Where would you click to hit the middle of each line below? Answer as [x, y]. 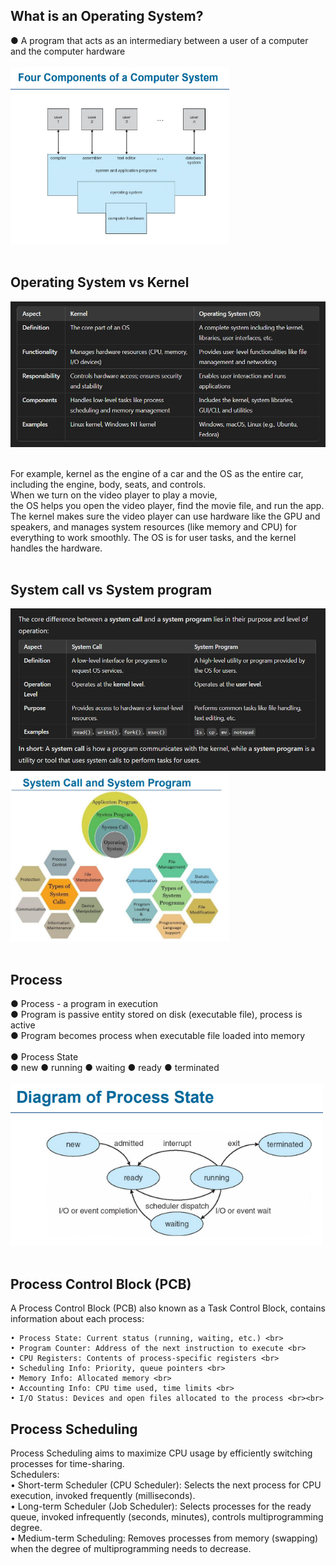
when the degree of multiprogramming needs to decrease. [131, 1549]
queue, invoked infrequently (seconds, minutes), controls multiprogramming [167, 1517]
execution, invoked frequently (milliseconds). [103, 1496]
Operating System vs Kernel [100, 282]
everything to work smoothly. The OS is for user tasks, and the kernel [153, 537]
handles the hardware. [56, 548]
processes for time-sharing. [67, 1464]
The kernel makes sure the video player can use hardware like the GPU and [165, 516]
